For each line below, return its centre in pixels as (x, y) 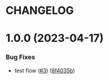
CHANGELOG (40, 11)
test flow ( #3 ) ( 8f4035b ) (45, 70)
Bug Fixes (21, 57)
